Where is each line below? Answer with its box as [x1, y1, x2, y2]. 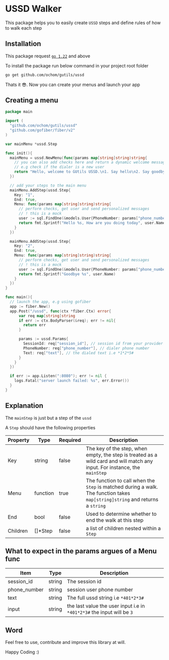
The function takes [86, 490, 131, 497]
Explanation [5, 402, 44, 410]
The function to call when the [86, 477, 155, 484]
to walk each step [5, 25, 42, 31]
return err [23, 323, 46, 328]
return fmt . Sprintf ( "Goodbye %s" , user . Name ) [18, 271, 116, 276]
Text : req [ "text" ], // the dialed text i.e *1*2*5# [23, 350, 134, 355]
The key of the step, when [86, 445, 147, 452]
